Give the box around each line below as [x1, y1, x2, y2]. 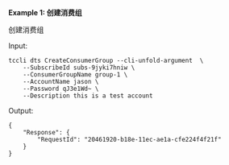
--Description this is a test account [23, 92, 153, 100]
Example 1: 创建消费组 [8, 8, 82, 17]
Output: [8, 106, 34, 115]
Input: [8, 41, 28, 51]
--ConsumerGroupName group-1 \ [23, 71, 128, 79]
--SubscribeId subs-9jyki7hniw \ [23, 64, 135, 72]
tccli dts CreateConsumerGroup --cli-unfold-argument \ [8, 56, 204, 64]
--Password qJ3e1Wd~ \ [23, 85, 99, 93]
